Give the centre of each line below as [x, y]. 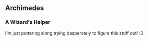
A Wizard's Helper [28, 22]
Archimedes [25, 8]
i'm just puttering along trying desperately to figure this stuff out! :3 [74, 33]
